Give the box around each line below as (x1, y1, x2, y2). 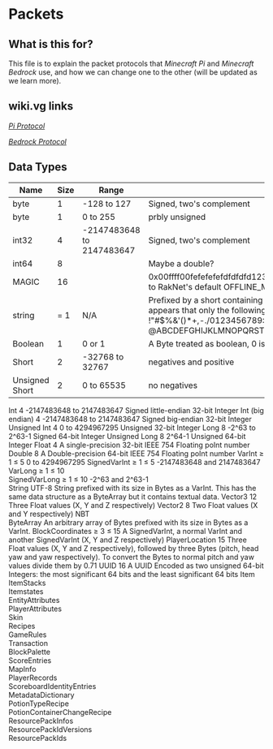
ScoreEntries (8, 655, 52, 665)
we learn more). (8, 76, 62, 85)
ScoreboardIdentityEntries (8, 681, 97, 691)
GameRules (8, 630, 47, 639)
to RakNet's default (148, 281, 222, 292)
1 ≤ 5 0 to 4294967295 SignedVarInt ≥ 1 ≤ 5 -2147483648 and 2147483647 (8, 457, 261, 467)
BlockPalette (8, 647, 51, 656)
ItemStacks (8, 578, 46, 588)
